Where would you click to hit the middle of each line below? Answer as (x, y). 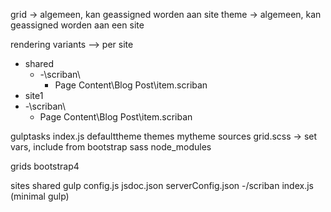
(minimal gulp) (40, 196)
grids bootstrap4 (45, 166)
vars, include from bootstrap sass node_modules (111, 147)
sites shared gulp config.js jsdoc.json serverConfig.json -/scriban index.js (162, 185)
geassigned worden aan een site (77, 25)
